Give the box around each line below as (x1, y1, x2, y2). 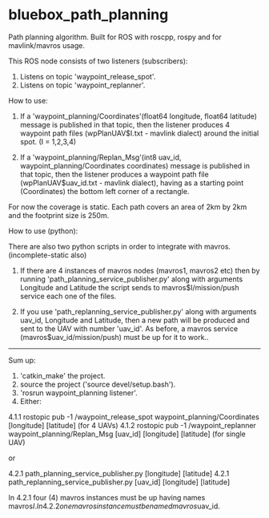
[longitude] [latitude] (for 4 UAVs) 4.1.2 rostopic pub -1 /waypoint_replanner (8, 420, 256, 430)
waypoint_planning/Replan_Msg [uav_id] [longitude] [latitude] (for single (8, 429, 246, 439)
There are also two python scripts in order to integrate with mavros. (8, 241, 231, 251)
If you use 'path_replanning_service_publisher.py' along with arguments (19, 306, 257, 316)
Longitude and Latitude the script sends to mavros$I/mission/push (19, 282, 239, 292)
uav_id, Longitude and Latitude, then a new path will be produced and (19, 315, 250, 325)
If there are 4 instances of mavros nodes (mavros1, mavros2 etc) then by (19, 265, 260, 275)
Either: (19, 396, 42, 406)
